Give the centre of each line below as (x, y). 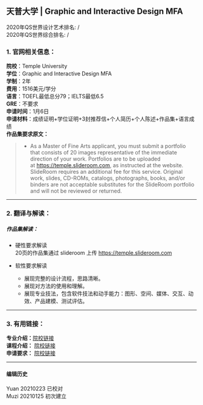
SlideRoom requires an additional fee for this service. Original (106, 172)
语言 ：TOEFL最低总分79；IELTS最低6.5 (55, 97)
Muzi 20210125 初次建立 (36, 396)
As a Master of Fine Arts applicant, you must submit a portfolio (108, 146)
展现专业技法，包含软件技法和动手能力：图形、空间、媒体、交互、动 (109, 293)
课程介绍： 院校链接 (31, 346)
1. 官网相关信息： (31, 52)
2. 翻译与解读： (29, 214)
